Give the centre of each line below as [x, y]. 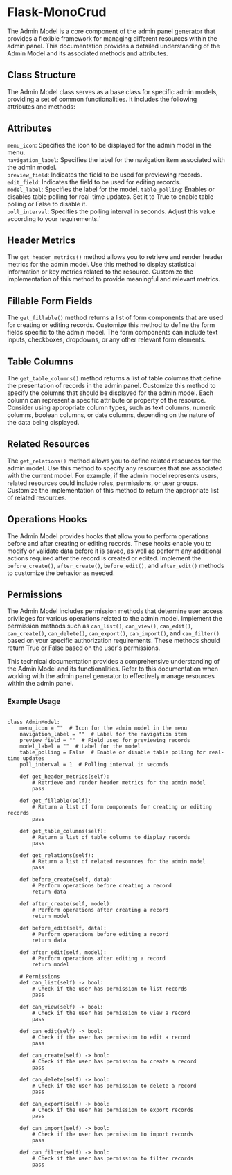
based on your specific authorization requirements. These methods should [114, 641]
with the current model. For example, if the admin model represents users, [113, 475]
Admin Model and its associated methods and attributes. [88, 53]
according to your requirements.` [54, 218]
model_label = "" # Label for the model [80, 746]
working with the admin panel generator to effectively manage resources [111, 676]
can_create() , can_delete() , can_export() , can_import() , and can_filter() [114, 633]
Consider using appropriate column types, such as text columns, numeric [112, 407]
